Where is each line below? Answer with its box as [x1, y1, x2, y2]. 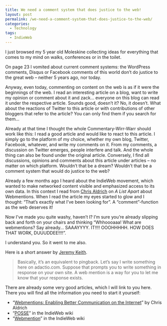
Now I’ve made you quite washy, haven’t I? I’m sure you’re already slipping [5, 214, 158, 220]
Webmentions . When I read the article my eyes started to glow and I [5, 193, 145, 200]
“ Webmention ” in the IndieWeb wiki [12, 315, 85, 321]
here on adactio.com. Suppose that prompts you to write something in [17, 264, 162, 270]
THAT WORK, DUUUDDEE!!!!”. [5, 230, 66, 236]
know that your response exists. [17, 275, 83, 281]
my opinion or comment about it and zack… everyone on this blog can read [5, 94, 160, 100]
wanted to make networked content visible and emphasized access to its [5, 183, 155, 189]
